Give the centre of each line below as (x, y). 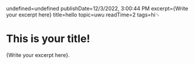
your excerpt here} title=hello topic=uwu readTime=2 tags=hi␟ (83, 15)
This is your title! (48, 39)
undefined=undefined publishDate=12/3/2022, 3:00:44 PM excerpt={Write (97, 9)
